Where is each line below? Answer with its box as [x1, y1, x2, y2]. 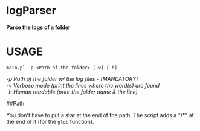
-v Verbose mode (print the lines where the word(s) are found [6, 81, 160, 89]
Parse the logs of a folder [6, 24, 71, 31]
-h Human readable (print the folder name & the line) [6, 88, 138, 95]
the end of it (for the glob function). [6, 118, 94, 125]
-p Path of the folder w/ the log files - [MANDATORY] [6, 75, 138, 82]
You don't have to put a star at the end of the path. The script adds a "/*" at [6, 111, 195, 118]
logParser [6, 4, 56, 18]
